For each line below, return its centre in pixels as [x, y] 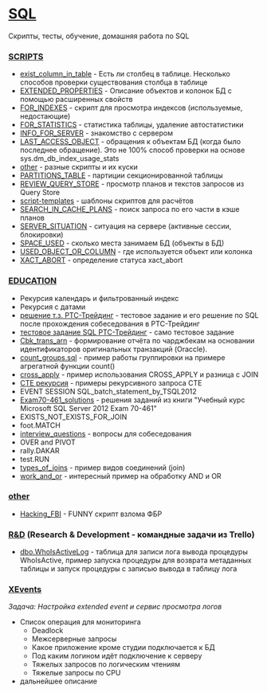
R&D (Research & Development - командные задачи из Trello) [132, 534]
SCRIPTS [26, 57]
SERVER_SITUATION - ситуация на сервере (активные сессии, [126, 226]
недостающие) [45, 116]
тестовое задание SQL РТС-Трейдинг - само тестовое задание [127, 332]
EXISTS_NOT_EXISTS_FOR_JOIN [73, 417]
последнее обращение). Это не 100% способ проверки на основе [132, 150]
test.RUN [35, 459]
